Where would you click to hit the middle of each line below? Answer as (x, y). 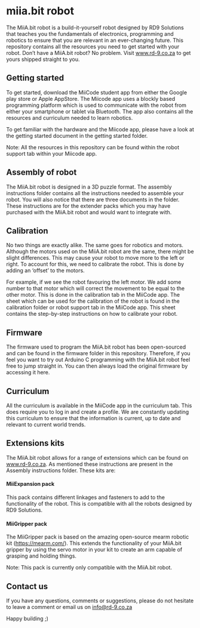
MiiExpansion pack (30, 484)
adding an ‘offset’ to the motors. (45, 270)
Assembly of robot (41, 172)
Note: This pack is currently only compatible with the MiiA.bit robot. (89, 568)
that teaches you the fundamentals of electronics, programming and (90, 33)
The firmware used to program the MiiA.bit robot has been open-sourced (96, 347)
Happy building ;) (27, 618)
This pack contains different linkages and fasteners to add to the (86, 497)
